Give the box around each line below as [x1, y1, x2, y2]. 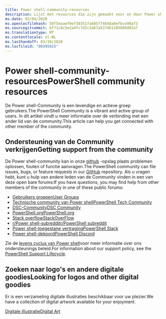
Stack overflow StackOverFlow [12, 215, 74, 221]
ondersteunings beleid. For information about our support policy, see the [5, 246, 152, 251]
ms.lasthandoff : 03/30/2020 [5, 39, 63, 44]
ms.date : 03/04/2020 [5, 16, 48, 21]
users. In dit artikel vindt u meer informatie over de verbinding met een [5, 113, 149, 119]
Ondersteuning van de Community [5, 138, 114, 146]
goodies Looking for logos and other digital [5, 273, 139, 281]
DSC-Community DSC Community [12, 205, 81, 211]
